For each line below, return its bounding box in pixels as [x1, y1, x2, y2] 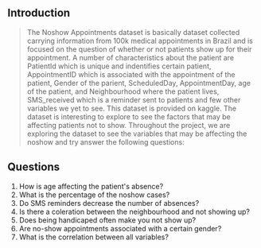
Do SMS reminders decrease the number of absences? [18, 198, 200, 207]
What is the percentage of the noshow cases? [18, 190, 170, 200]
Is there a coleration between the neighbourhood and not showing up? [18, 207, 250, 216]
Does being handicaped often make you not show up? [18, 215, 197, 225]
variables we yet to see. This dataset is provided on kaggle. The [26, 103, 236, 113]
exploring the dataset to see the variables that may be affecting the [26, 129, 247, 138]
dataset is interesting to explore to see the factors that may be [26, 111, 232, 122]
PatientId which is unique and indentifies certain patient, [26, 61, 212, 71]
